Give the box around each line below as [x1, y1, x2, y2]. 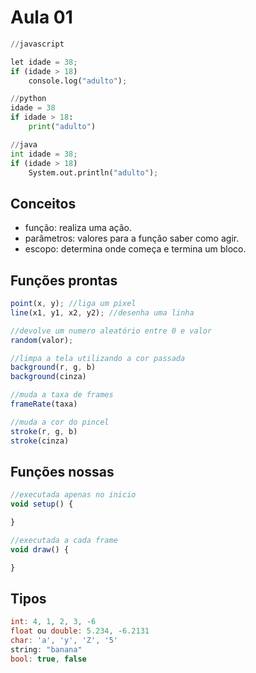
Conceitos [10, 195, 77, 212]
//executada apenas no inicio [10, 490, 137, 500]
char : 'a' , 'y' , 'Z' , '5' [10, 636, 118, 646]
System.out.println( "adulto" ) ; [28, 167, 159, 178]
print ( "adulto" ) [28, 122, 97, 132]
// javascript [10, 39, 65, 49]
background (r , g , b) [10, 362, 97, 373]
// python [10, 94, 47, 104]
